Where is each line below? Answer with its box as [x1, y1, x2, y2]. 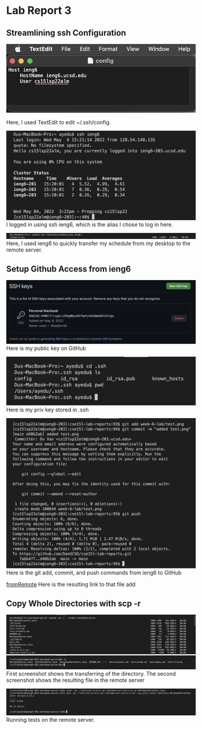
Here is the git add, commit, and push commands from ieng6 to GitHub [6, 569, 182, 576]
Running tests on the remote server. [6, 716, 95, 723]
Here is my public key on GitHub [6, 345, 86, 352]
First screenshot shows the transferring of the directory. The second [6, 670, 176, 677]
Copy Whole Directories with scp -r [6, 598, 141, 608]
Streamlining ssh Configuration [6, 28, 126, 38]
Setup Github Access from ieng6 [6, 264, 131, 274]
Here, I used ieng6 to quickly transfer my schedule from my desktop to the [6, 240, 191, 247]
